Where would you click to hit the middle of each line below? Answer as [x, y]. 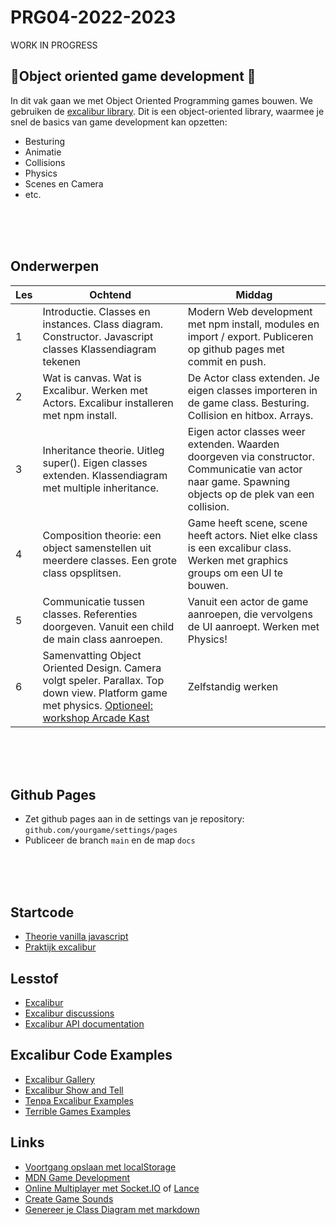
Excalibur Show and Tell [74, 1090]
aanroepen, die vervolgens [250, 614]
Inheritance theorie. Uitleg [103, 450]
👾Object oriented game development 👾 [133, 76]
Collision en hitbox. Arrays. [250, 415]
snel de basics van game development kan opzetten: [119, 122]
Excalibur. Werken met [95, 390]
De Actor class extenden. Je [253, 378]
